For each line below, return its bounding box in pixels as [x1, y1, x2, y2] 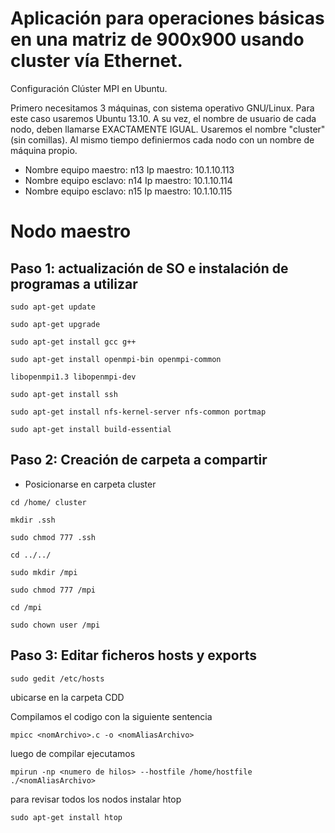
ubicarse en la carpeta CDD [10, 691, 125, 703]
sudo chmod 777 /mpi [10, 585, 97, 595]
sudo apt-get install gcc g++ [10, 337, 137, 347]
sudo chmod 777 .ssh [10, 532, 97, 542]
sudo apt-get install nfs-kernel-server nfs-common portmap [10, 407, 267, 417]
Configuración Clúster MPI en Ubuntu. [10, 82, 168, 94]
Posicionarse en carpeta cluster [24, 478, 157, 490]
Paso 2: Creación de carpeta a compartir [10, 452, 268, 469]
